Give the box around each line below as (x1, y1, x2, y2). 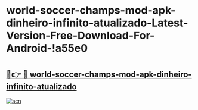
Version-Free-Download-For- (6, 29, 155, 42)
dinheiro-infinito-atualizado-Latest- (6, 16, 188, 30)
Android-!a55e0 (6, 42, 88, 55)
